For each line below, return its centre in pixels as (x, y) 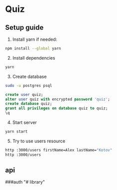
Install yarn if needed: (35, 39)
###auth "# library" (25, 182)
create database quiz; (29, 104)
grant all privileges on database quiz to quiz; (57, 108)
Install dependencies (34, 58)
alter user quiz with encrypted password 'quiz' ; (58, 99)
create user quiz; (24, 95)
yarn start (16, 131)
